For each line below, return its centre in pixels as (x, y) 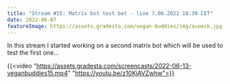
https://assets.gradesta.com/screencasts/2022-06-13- (114, 66)
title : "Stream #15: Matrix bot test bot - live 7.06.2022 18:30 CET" (110, 13)
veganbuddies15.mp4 (37, 73)
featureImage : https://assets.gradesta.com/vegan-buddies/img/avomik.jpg (115, 26)
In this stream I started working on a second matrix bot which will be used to (115, 46)
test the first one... (33, 53)
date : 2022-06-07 (32, 20)
